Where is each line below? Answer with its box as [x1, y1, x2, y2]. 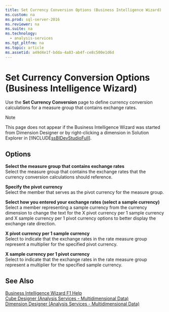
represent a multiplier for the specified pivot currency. [5, 241, 118, 248]
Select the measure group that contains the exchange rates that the [5, 168, 146, 175]
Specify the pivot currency [5, 184, 63, 190]
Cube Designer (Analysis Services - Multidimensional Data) [5, 295, 129, 302]
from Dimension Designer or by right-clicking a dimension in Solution [5, 130, 149, 136]
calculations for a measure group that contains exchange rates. [5, 105, 137, 111]
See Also [5, 276, 34, 285]
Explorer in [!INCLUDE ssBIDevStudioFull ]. [5, 135, 92, 141]
